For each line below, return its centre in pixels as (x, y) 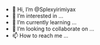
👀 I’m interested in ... (38, 16)
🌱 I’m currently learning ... (44, 22)
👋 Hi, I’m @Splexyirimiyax (44, 9)
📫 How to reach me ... (40, 36)
